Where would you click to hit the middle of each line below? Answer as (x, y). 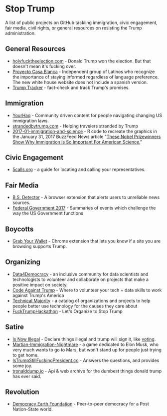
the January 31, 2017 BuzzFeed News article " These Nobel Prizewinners (86, 136)
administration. (20, 33)
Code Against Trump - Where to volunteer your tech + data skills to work (87, 290)
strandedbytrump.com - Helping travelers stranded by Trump (75, 126)
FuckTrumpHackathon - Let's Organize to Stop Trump (68, 311)
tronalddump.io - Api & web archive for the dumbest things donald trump (87, 371)
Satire (14, 327)
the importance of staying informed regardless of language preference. (85, 77)
